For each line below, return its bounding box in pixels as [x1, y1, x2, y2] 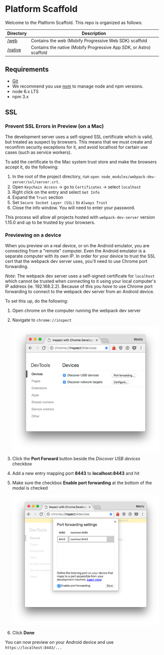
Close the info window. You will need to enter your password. [12, 205, 136, 211]
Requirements [5, 65, 49, 73]
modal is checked [12, 485, 48, 491]
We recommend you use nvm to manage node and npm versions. [12, 83, 143, 89]
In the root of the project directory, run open [12, 173, 100, 179]
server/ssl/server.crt [12, 180, 59, 185]
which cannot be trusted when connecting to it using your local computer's [5, 278, 156, 284]
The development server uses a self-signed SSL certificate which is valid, [5, 134, 153, 140]
